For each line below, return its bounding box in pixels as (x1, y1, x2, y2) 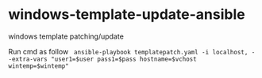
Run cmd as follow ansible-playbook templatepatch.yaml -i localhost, (8, 46, 249, 56)
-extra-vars (8, 55, 48, 63)
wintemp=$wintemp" (8, 61, 69, 70)
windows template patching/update (8, 32, 125, 41)
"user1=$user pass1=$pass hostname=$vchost (50, 55, 197, 63)
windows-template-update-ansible (8, 6, 245, 24)
